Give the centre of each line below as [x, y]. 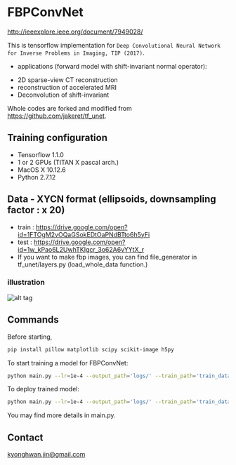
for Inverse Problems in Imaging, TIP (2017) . [76, 53]
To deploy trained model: [43, 389]
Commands [33, 320]
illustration [26, 283]
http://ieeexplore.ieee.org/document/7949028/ [75, 32]
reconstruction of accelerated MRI [67, 87]
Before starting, [30, 337]
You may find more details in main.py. [61, 415]
